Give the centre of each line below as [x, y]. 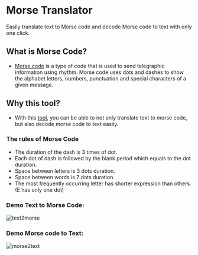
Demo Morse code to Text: [45, 233]
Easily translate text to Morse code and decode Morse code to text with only [99, 27]
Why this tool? [33, 103]
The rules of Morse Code [43, 139]
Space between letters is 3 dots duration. [65, 171]
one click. [18, 33]
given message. [34, 85]
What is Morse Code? [47, 52]
